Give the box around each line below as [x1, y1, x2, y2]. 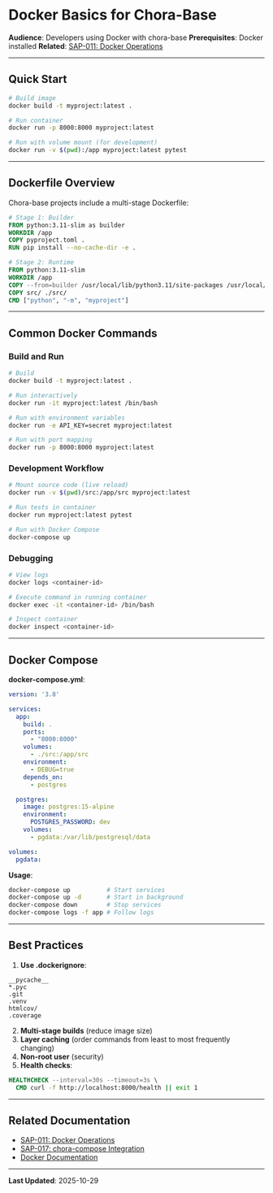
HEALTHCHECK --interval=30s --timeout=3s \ [8, 1076, 158, 1084]
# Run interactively [8, 391, 79, 399]
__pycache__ [8, 976, 49, 984]
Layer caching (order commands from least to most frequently [19, 1034, 231, 1044]
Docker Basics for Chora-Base [8, 6, 217, 24]
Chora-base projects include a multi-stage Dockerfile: [8, 198, 189, 207]
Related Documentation [8, 1113, 131, 1127]
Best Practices [8, 938, 84, 952]
